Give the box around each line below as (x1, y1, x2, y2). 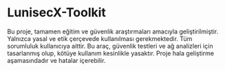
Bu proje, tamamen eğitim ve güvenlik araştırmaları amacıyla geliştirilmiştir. (7, 27, 219, 35)
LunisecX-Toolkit (7, 5, 107, 20)
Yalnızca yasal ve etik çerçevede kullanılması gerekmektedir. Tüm (7, 34, 193, 42)
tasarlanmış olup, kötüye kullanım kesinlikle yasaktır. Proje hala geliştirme (7, 49, 215, 57)
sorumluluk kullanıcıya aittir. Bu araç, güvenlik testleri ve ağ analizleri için (7, 42, 213, 50)
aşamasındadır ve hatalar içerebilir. (7, 56, 106, 64)
